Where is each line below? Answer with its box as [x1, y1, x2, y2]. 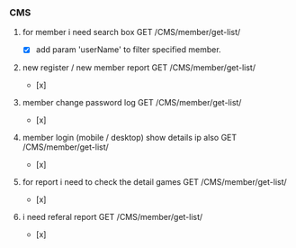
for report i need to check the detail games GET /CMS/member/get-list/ [22, 177, 288, 188]
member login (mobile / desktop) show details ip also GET [22, 133, 238, 143]
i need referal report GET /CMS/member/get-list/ [22, 212, 203, 223]
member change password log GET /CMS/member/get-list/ [22, 97, 242, 108]
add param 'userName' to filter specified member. [35, 44, 222, 55]
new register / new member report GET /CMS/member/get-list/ [22, 62, 256, 73]
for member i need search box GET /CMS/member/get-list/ [22, 27, 241, 38]
